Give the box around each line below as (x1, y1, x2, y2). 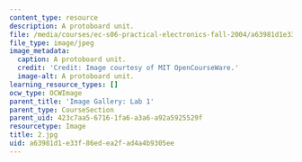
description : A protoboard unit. (9, 22, 135, 31)
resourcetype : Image (9, 122, 87, 131)
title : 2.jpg (9, 130, 58, 139)
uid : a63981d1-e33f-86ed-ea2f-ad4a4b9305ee (9, 139, 175, 148)
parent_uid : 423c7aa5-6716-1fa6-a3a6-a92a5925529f (9, 113, 203, 122)
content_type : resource (9, 13, 99, 22)
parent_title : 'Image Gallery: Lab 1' (9, 96, 155, 106)
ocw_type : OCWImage (9, 88, 83, 97)
